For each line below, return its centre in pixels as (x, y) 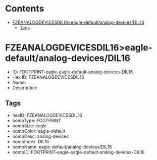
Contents (25, 9)
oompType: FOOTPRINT (37, 120)
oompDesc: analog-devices (41, 136)
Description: (25, 88)
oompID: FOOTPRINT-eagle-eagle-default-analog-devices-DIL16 (78, 152)
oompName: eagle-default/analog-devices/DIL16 (62, 147)
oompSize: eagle (29, 126)
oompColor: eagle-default (39, 131)
